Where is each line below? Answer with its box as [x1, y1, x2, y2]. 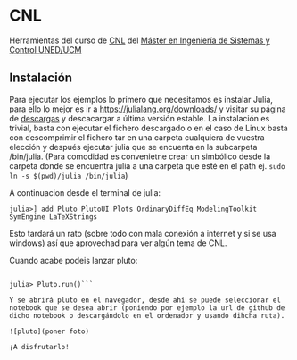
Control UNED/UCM [9, 44, 82, 54]
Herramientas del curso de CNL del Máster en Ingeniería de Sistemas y [9, 35, 270, 46]
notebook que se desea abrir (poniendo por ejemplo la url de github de [9, 303, 285, 313]
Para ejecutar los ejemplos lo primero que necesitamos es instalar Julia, [9, 94, 274, 105]
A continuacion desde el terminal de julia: [9, 187, 161, 197]
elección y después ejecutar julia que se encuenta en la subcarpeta [9, 141, 258, 152]
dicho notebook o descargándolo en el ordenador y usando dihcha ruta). [9, 311, 285, 320]
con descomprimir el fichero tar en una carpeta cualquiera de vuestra [9, 131, 265, 143]
